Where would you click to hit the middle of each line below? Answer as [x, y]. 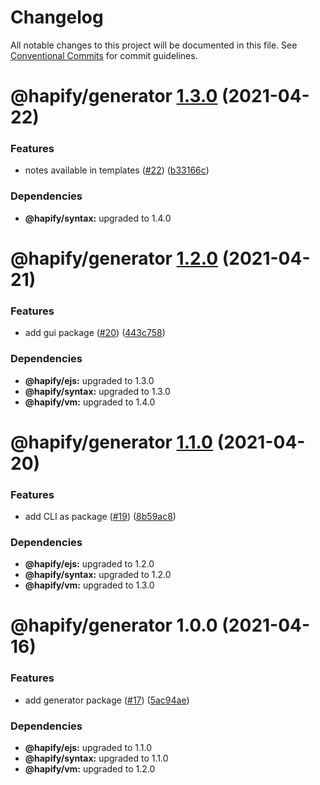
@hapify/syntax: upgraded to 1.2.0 [98, 575]
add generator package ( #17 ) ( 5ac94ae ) [107, 700]
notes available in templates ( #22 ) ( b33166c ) [117, 170]
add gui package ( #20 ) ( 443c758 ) [95, 333]
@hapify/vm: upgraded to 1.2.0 [90, 769]
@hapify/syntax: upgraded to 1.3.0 [97, 391]
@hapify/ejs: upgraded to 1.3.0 [89, 380]
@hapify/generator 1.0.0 [114, 625]
